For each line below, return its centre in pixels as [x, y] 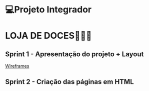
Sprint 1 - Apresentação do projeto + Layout [74, 54]
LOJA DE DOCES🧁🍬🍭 [48, 36]
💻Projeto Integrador [48, 10]
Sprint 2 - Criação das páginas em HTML [69, 82]
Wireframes [17, 66]
